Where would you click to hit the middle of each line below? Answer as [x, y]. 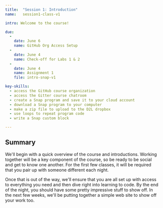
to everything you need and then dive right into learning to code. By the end [82, 184]
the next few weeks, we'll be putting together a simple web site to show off [81, 195]
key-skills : [17, 86]
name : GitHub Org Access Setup [46, 46]
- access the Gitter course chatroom [48, 95]
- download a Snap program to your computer [56, 104]
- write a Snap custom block [39, 118]
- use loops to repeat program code [47, 114]
